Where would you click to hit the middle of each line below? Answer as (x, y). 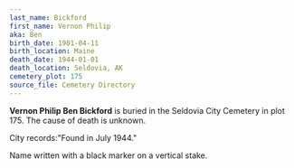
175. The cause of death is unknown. (78, 120)
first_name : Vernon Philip (60, 26)
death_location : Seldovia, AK (66, 69)
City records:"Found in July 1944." (73, 137)
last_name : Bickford (48, 18)
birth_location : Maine (52, 51)
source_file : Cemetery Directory (72, 85)
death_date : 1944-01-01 (54, 60)
